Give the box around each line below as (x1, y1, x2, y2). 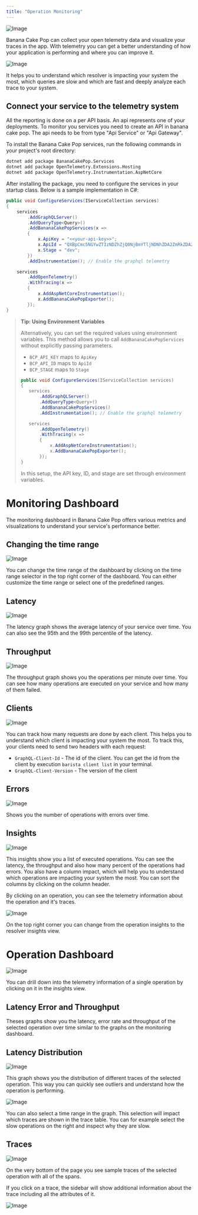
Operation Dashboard (6, 948, 114, 961)
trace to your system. (6, 84, 58, 91)
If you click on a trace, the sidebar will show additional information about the (6, 1184, 192, 1191)
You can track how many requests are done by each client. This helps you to (6, 730, 192, 737)
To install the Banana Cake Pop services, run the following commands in (6, 141, 181, 148)
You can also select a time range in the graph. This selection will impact (6, 1110, 180, 1117)
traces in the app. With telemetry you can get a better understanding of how (6, 42, 191, 50)
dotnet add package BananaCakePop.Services (6, 159, 115, 165)
